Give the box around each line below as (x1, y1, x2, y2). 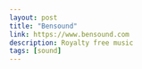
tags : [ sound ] (9, 47, 63, 56)
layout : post (9, 13, 58, 22)
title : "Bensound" (9, 22, 78, 30)
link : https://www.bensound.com (9, 30, 129, 39)
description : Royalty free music (9, 38, 134, 47)
